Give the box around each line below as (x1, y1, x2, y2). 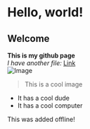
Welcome (7, 33, 50, 45)
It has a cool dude (17, 94, 70, 102)
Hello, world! (7, 4, 84, 21)
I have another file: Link (7, 59, 76, 67)
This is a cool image (24, 80, 83, 89)
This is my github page (7, 51, 75, 60)
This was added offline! (7, 115, 75, 123)
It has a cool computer (17, 101, 83, 110)
